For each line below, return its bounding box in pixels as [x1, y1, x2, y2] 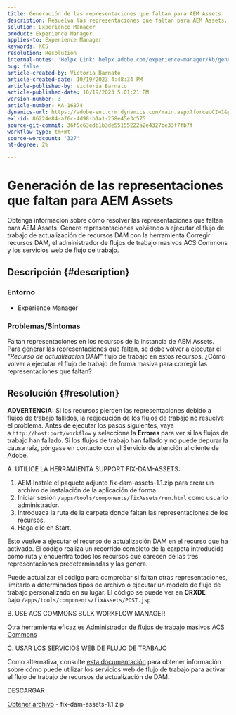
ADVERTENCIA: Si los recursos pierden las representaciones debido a [7, 406, 212, 414]
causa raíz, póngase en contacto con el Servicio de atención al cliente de [7, 443, 219, 452]
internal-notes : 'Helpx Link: [7, 56, 96, 63]
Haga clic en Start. [17, 523, 72, 532]
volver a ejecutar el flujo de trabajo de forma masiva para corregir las [7, 360, 208, 368]
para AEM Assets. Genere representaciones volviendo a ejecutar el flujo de [7, 223, 225, 232]
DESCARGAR [7, 686, 45, 695]
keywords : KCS [7, 43, 49, 50]
